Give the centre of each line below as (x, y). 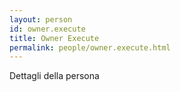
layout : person (41, 19)
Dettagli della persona (54, 76)
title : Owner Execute (54, 38)
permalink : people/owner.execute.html (90, 47)
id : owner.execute (47, 29)
